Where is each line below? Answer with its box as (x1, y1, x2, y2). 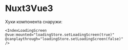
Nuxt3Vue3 (5, 3, 53, 14)
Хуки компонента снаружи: (5, 19, 63, 25)
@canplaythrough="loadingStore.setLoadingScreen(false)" (5, 37, 124, 41)
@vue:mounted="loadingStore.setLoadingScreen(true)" (5, 32, 115, 37)
